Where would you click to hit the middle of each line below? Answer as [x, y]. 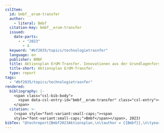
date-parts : [26, 37]
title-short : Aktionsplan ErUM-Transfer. [52, 69]
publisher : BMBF [26, 59]
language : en [23, 55]
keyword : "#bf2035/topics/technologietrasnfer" [59, 50]
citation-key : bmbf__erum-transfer [46, 28]
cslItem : [14, 9]
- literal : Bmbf [31, 23]
